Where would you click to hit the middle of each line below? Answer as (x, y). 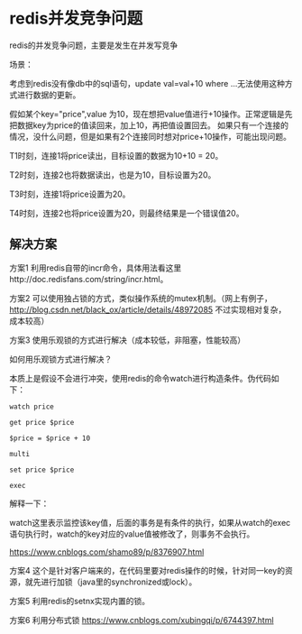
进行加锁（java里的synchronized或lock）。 (119, 582)
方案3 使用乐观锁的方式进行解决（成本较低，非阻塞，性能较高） (128, 340)
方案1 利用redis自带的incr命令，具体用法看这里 (96, 268)
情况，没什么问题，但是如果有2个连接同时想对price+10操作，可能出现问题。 (150, 136)
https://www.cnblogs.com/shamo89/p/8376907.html (107, 552)
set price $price (42, 470)
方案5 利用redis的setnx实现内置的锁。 (80, 601)
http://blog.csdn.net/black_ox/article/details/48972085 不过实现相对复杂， (148, 309)
